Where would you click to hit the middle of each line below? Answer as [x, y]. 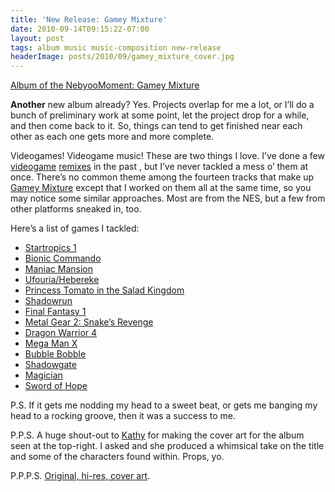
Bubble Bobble [55, 354]
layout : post [37, 38]
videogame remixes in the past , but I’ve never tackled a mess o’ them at [159, 167]
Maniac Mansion [58, 269]
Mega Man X [51, 343]
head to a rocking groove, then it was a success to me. [123, 416]
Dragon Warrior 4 [61, 333]
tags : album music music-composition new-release [116, 47]
